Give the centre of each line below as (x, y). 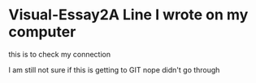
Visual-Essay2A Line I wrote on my (128, 15)
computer (42, 32)
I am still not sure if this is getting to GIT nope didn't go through (114, 69)
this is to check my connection (60, 54)
